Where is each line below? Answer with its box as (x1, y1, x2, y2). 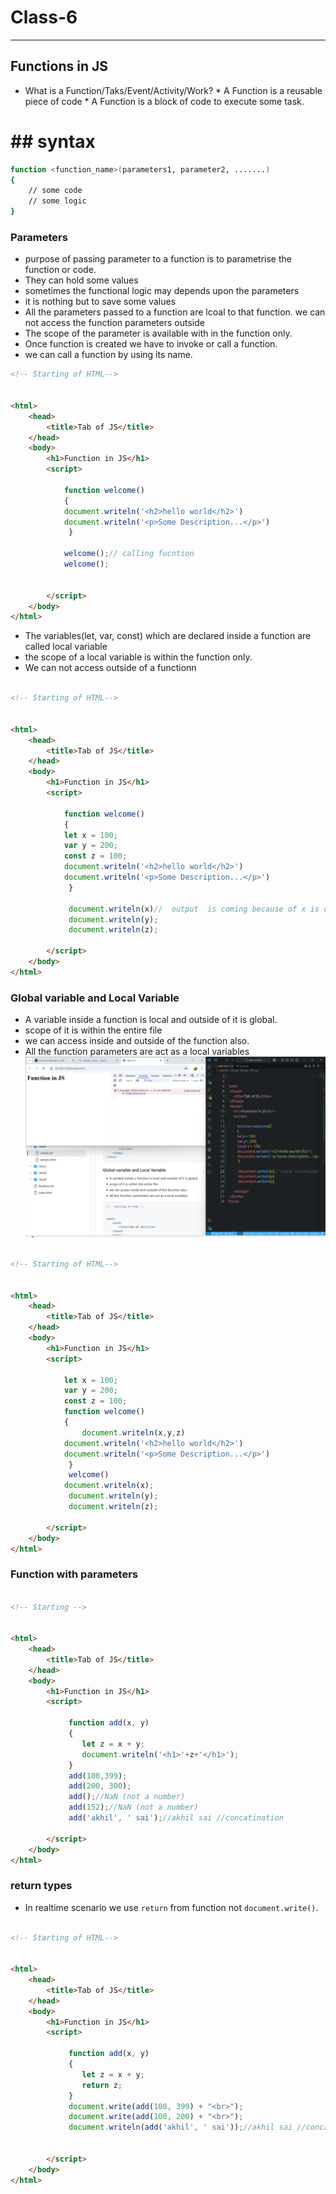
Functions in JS (10, 58, 108, 75)
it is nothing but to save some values (24, 296, 177, 308)
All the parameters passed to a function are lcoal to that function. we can (24, 306, 326, 318)
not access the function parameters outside (24, 317, 205, 329)
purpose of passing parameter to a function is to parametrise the (24, 253, 292, 265)
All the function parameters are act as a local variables (24, 1046, 250, 1058)
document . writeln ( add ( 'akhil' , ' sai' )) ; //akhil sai (68, 2122, 293, 2133)
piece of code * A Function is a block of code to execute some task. (24, 95, 305, 107)
